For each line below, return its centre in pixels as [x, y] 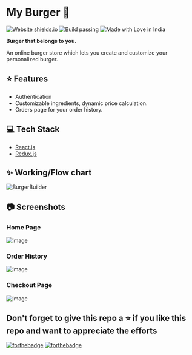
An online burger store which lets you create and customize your [87, 52]
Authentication [33, 96]
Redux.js [26, 154]
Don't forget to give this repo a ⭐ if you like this [96, 318]
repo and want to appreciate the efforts [82, 331]
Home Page [24, 227]
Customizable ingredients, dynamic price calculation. [81, 103]
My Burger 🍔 [38, 12]
